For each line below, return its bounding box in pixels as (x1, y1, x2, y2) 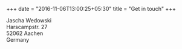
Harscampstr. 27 (6, 24, 48, 30)
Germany (6, 36, 30, 43)
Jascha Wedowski (6, 17, 52, 24)
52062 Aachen (6, 30, 44, 37)
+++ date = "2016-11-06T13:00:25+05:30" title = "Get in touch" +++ (6, 5, 177, 12)
